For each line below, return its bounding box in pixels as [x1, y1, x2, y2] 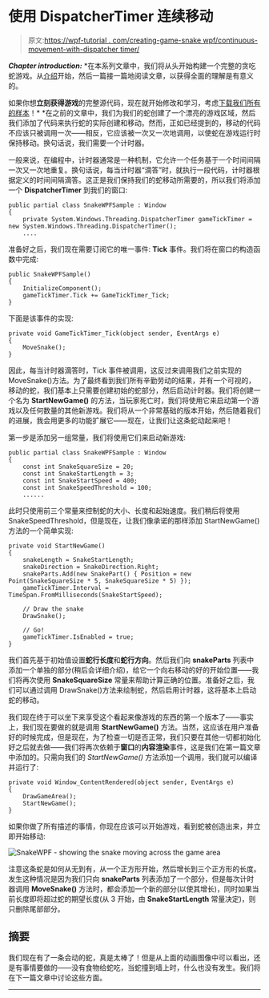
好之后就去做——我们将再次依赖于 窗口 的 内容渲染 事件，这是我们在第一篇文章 [8, 742, 261, 752]
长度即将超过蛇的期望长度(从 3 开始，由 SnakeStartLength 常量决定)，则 [14, 894, 256, 903]
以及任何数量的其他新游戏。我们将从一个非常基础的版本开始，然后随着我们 [14, 406, 261, 415]
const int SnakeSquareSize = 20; [22, 463, 134, 471]
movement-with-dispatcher [27, 44, 118, 54]
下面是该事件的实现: [8, 313, 74, 323]
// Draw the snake [22, 604, 84, 613]
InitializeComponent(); [22, 284, 102, 293]
